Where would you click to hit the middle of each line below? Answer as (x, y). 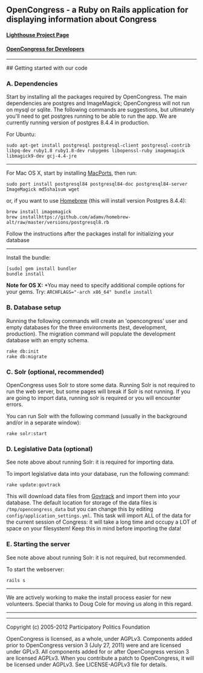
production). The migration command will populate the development (91, 334)
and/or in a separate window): (43, 423)
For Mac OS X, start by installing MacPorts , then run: (72, 173)
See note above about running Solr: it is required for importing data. (90, 462)
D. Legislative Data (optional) (50, 449)
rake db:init (23, 351)
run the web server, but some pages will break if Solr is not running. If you (98, 391)
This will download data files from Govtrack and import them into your (93, 496)
